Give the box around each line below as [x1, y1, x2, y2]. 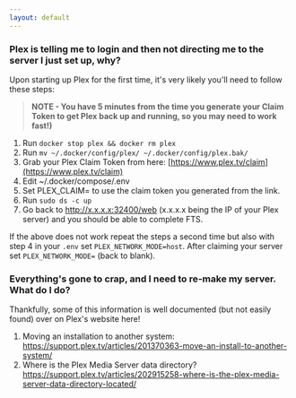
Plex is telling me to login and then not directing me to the [9, 42, 265, 55]
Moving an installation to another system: [22, 331, 175, 342]
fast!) [30, 120, 53, 131]
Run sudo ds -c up [22, 195, 92, 205]
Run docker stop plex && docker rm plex [22, 137, 177, 148]
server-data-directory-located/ [22, 378, 137, 390]
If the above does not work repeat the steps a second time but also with [9, 230, 275, 242]
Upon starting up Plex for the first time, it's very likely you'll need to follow [9, 74, 283, 85]
